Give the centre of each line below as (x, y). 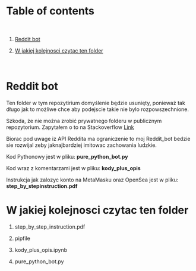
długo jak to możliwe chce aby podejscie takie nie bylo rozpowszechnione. (97, 109)
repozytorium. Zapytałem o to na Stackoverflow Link (70, 127)
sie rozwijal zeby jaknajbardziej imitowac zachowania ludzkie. (82, 145)
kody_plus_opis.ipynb (41, 250)
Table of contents (50, 11)
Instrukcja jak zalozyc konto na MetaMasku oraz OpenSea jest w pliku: (92, 180)
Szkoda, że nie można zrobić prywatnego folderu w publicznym (84, 121)
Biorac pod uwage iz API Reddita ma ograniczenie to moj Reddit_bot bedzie (98, 138)
